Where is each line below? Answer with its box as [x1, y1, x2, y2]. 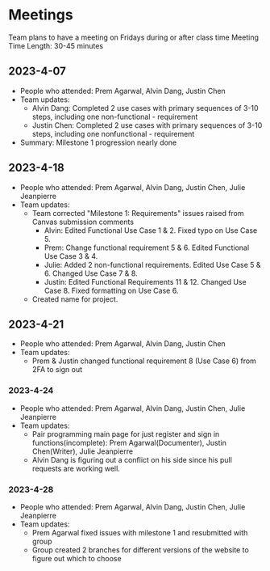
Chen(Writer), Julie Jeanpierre [31, 446, 134, 456]
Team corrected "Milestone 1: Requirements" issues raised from [31, 208, 244, 218]
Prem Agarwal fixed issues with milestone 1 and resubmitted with [31, 527, 248, 537]
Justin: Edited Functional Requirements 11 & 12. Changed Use [44, 277, 247, 286]
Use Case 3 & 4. [44, 251, 98, 260]
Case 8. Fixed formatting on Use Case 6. [44, 285, 179, 295]
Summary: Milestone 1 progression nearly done [19, 137, 177, 147]
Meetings [8, 6, 74, 24]
